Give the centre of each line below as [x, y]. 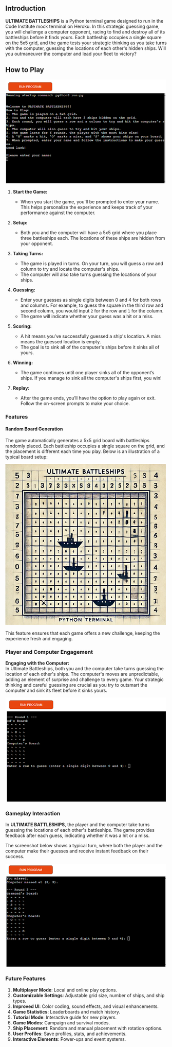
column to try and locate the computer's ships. [70, 269]
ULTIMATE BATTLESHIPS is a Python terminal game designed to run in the [84, 21]
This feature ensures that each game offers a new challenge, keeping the [83, 633]
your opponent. [37, 243]
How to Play [25, 70]
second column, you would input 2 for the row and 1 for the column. [92, 310]
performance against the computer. [58, 213]
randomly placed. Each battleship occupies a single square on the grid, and [85, 446]
